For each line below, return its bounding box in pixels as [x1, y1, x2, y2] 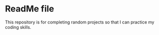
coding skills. [5, 24, 32, 30]
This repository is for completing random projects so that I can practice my [5, 19, 155, 25]
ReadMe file [5, 3, 54, 14]
